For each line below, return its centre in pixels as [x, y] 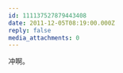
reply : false [30, 30]
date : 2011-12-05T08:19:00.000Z [61, 23]
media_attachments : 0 [44, 38]
